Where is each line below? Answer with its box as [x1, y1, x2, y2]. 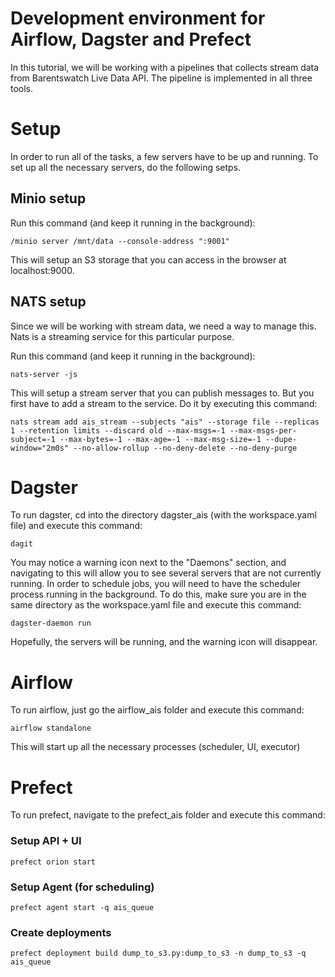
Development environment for [10, 7, 266, 30]
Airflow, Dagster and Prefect [10, 28, 252, 51]
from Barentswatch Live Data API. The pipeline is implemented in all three [10, 72, 313, 84]
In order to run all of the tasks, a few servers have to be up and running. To [10, 150, 319, 162]
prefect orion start [10, 857, 97, 867]
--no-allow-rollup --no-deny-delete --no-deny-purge [73, 443, 298, 453]
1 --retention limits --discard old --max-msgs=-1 [10, 425, 226, 436]
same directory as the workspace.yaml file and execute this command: [10, 599, 302, 611]
